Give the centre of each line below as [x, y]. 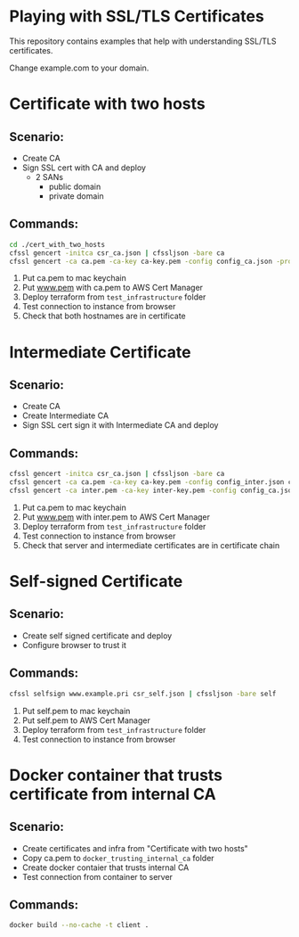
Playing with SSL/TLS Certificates [137, 16]
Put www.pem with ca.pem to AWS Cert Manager [112, 288]
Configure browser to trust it [74, 645]
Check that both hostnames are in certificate [104, 316]
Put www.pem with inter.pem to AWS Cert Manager [116, 517]
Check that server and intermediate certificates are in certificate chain [151, 545]
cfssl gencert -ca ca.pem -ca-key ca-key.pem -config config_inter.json [147, 482]
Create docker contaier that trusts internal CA [105, 867]
